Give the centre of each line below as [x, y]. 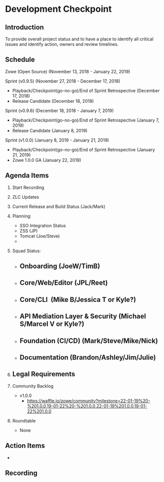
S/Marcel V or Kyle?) [52, 324]
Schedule [20, 60]
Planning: [22, 216]
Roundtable [24, 421]
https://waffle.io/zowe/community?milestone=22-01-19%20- [88, 401]
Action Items [25, 446]
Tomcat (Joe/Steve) [40, 236]
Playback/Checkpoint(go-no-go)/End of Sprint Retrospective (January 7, [86, 120]
